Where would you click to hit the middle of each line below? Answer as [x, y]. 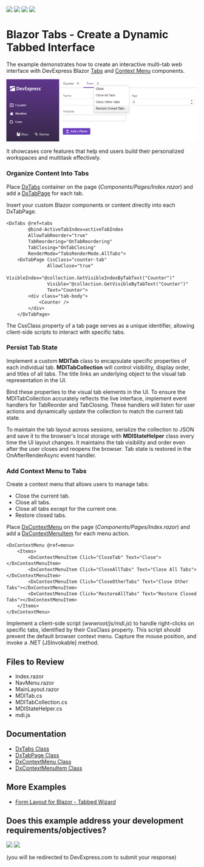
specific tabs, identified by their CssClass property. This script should [93, 630]
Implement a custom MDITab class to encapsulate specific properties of [97, 360]
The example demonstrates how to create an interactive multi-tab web [94, 64]
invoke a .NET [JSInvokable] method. [53, 643]
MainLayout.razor [37, 689]
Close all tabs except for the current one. [66, 509]
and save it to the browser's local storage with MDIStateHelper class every [100, 436]
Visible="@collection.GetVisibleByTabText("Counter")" [118, 284]
